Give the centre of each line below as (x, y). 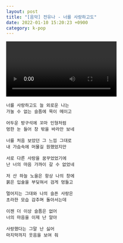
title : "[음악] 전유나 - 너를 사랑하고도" (51, 17)
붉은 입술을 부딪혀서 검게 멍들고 (40, 182)
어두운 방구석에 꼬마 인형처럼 (36, 123)
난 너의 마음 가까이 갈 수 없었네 (40, 165)
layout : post (22, 11)
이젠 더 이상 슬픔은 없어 (32, 212)
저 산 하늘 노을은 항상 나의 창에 (40, 176)
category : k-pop (26, 28)
